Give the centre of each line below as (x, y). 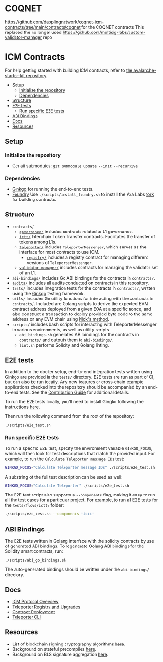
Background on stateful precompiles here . (54, 649)
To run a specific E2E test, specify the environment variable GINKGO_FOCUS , (79, 448)
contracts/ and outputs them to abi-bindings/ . (66, 340)
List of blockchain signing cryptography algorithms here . (68, 644)
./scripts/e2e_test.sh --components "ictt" (50, 514)
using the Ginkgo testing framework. (49, 293)
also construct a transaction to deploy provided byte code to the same (82, 314)
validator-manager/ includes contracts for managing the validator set (89, 267)
